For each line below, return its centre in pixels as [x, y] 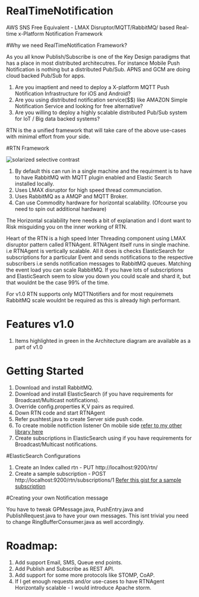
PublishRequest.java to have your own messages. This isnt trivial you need [97, 516]
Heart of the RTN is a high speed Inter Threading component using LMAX [96, 238]
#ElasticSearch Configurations [43, 456]
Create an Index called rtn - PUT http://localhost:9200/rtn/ [86, 467]
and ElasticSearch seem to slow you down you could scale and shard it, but [99, 276]
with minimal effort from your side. [48, 136]
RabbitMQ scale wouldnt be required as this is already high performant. [94, 300]
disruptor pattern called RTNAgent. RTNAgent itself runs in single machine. [98, 244]
